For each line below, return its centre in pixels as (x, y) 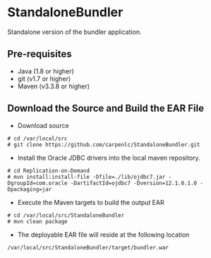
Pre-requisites (40, 54)
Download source (43, 125)
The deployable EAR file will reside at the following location (103, 235)
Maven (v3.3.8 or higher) (54, 86)
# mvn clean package (38, 221)
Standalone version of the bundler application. (75, 32)
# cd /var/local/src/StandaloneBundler (66, 215)
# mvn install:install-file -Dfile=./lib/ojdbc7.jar (86, 177)
